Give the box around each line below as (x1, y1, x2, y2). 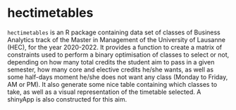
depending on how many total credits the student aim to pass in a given (7, 57, 215, 66)
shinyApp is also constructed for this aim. (7, 95, 128, 103)
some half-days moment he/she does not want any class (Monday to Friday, (7, 72, 228, 81)
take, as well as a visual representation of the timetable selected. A (7, 88, 201, 96)
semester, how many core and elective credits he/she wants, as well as (7, 65, 213, 74)
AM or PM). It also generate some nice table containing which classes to (7, 80, 218, 88)
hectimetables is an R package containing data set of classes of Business (7, 28, 221, 36)
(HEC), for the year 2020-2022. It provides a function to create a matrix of (7, 43, 223, 51)
